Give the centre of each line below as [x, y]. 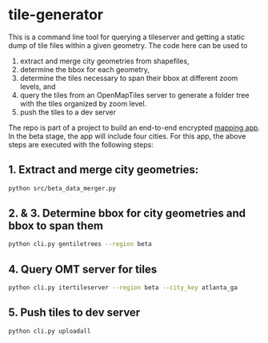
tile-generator [56, 15]
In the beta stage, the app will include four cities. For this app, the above [127, 136]
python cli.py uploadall [50, 331]
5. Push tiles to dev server [74, 313]
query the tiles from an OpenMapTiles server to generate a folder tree [134, 95]
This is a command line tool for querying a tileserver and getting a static [127, 37]
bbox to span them [56, 226]
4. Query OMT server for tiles [83, 269]
